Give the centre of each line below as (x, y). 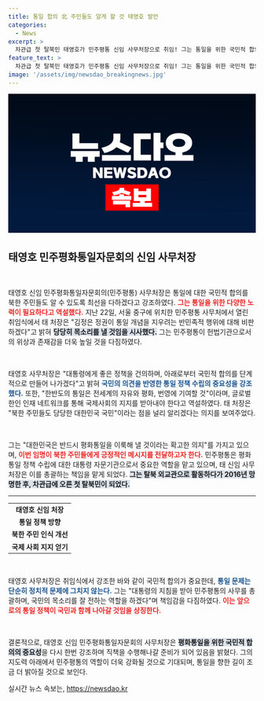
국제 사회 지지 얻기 (40, 547)
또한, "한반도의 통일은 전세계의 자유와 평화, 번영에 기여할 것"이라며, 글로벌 (138, 394)
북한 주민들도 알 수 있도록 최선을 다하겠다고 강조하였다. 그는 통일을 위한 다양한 (127, 303)
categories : (27, 25)
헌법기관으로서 (229, 332)
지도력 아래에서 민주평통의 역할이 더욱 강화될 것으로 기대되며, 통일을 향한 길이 (126, 662)
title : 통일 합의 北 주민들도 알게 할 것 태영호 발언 (83, 17)
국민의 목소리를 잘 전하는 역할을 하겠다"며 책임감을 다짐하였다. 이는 (133, 600)
